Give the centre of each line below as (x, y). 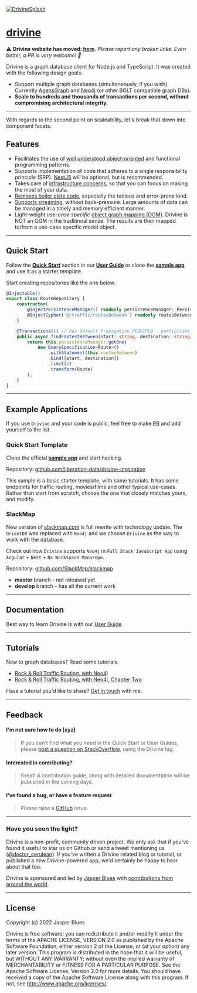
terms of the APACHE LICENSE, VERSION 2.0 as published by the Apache (95, 940)
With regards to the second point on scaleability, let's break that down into (96, 120)
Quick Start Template (37, 445)
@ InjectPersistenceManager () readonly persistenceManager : (101, 310)
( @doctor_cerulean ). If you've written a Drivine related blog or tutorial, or (94, 854)
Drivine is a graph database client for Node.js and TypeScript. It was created (98, 66)
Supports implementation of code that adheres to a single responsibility (101, 171)
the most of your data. (41, 189)
